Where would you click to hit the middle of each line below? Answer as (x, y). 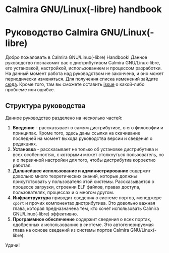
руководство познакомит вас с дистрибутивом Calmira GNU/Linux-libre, (83, 63)
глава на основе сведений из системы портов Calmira (71, 230)
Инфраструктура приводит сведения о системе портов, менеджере (87, 197)
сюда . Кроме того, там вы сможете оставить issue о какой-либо (75, 84)
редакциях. (25, 143)
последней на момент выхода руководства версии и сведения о (82, 138)
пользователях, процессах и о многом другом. (63, 192)
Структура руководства (45, 106)
